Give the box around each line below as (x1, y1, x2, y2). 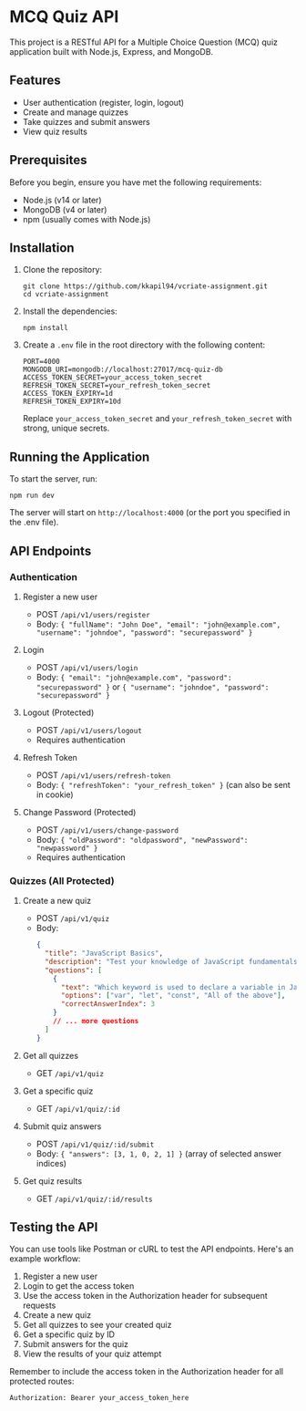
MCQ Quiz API (9, 6, 119, 27)
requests (22, 1300, 56, 1311)
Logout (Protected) (22, 707, 95, 718)
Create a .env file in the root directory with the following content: (22, 339, 266, 350)
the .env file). (9, 517, 59, 528)
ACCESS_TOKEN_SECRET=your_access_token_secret (22, 373, 203, 382)
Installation (9, 240, 75, 255)
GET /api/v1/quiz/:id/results (36, 1193, 153, 1204)
